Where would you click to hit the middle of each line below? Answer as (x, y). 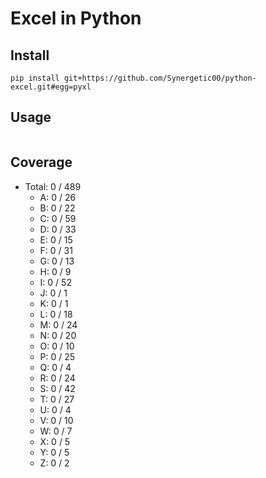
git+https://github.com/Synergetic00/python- (160, 78)
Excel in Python (76, 18)
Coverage (41, 162)
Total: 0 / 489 (53, 186)
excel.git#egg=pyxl (51, 87)
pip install (35, 78)
